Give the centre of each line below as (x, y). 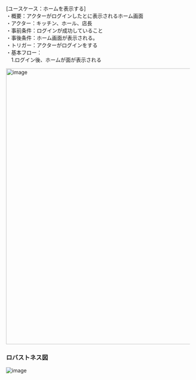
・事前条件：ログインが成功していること (55, 30)
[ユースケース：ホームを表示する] (46, 8)
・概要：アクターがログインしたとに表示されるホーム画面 (75, 16)
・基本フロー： (24, 52)
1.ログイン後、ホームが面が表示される (56, 60)
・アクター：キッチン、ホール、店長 (49, 23)
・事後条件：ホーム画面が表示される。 (52, 38)
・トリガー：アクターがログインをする (52, 45)
